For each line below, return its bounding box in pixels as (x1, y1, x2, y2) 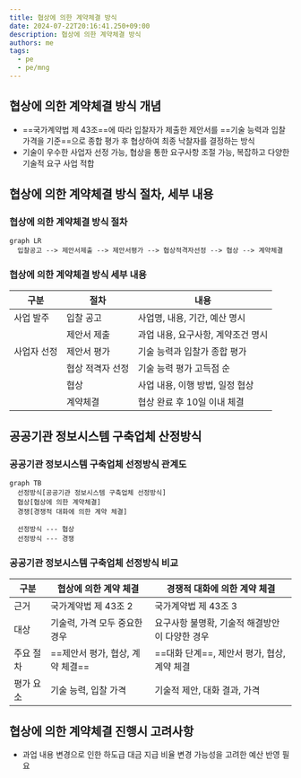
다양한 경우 (165, 630, 210, 643)
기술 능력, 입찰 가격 (50, 684, 127, 696)
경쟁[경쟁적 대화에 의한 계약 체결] (17, 508, 128, 517)
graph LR (9, 237, 42, 246)
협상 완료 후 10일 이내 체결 (137, 396, 245, 408)
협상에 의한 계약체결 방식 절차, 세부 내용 (9, 187, 214, 202)
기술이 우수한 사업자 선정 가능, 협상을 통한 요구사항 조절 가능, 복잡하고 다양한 (21, 146, 290, 157)
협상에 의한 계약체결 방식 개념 (9, 99, 162, 114)
